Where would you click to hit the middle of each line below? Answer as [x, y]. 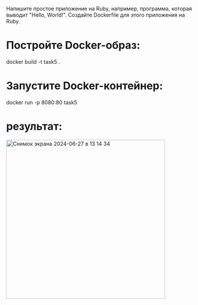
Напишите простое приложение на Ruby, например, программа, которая [99, 9]
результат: [34, 127]
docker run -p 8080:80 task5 [42, 102]
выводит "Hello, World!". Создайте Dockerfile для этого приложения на [96, 15]
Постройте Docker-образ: [73, 46]
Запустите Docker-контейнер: [85, 86]
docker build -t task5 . [33, 61]
